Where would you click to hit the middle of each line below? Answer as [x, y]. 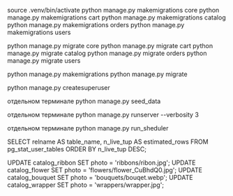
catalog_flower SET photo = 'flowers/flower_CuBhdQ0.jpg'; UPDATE [105, 170]
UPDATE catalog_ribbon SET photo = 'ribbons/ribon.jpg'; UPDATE [102, 163]
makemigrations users [39, 32]
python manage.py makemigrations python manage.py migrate [97, 74]
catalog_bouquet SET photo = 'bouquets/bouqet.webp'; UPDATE [100, 178]
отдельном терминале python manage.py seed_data [84, 101]
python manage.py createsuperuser [59, 88]
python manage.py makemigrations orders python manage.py [96, 25]
